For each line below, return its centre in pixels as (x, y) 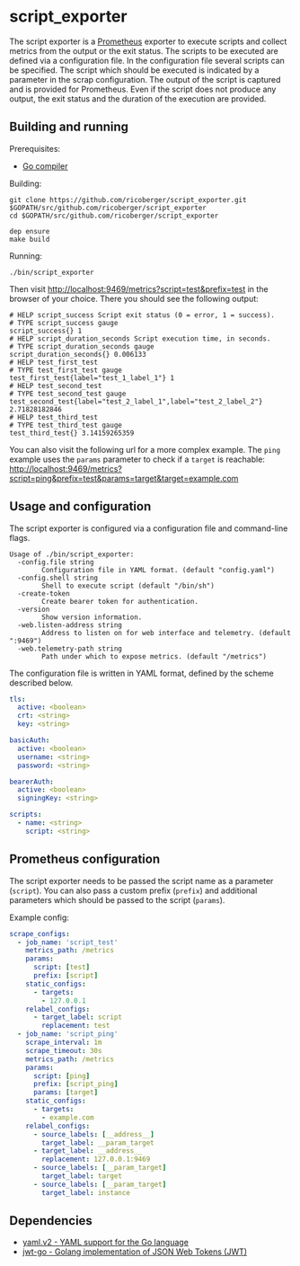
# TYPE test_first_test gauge (66, 370)
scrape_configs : (40, 934)
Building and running (69, 127)
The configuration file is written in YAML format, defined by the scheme (141, 673)
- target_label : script (78, 1017)
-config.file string (56, 562)
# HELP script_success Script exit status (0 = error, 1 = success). (142, 315)
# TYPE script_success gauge (64, 323)
